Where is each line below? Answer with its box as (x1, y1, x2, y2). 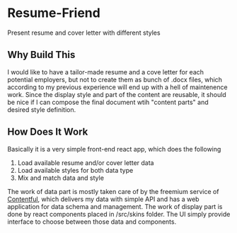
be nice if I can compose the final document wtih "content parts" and (7, 98, 209, 106)
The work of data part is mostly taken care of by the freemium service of (7, 187, 219, 195)
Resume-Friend (7, 5, 100, 21)
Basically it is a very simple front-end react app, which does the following (7, 144, 221, 153)
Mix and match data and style (17, 174, 105, 182)
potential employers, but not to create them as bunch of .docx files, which (7, 75, 223, 84)
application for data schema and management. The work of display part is (7, 202, 223, 210)
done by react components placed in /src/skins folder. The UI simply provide (7, 210, 231, 218)
